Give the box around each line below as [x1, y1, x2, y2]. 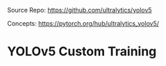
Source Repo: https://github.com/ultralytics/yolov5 [7, 6, 152, 14]
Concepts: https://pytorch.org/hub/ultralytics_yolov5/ [7, 19, 160, 27]
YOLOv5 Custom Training [7, 44, 157, 60]
